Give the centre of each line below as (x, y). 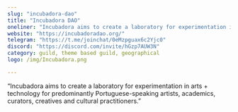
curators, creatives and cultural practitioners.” (74, 101)
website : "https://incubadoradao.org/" (66, 33)
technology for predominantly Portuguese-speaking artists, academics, (112, 93)
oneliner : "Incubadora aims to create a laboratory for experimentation (117, 27)
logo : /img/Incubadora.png (47, 60)
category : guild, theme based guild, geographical (84, 54)
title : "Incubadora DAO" (44, 20)
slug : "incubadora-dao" (42, 14)
